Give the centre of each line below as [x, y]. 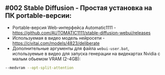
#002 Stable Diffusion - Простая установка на [79, 8]
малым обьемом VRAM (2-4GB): [46, 59]
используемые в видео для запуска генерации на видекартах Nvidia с [86, 53]
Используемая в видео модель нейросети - [58, 38]
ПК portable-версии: [38, 16]
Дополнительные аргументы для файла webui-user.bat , [71, 48]
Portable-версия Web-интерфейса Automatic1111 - [64, 27]
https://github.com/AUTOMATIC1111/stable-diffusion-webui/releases [82, 33]
